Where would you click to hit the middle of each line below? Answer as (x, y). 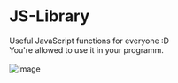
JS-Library (50, 16)
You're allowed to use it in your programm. (86, 49)
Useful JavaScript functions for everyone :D (89, 41)
